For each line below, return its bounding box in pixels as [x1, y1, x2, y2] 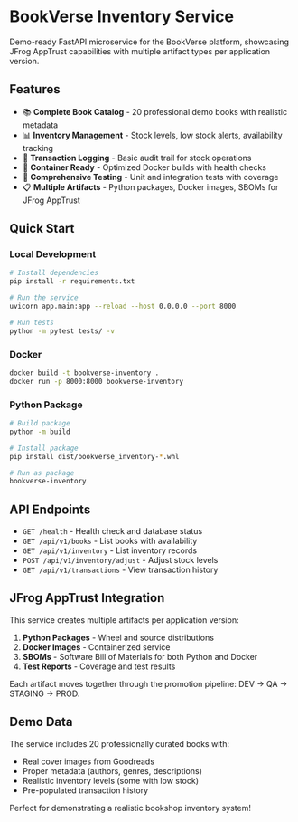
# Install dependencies [9, 269, 99, 278]
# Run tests [9, 318, 54, 327]
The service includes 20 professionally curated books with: [9, 738, 230, 749]
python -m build [9, 427, 70, 436]
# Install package [9, 444, 79, 453]
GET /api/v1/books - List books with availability [22, 536, 198, 547]
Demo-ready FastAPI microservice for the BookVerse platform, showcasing [9, 36, 289, 47]
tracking [22, 142, 54, 153]
